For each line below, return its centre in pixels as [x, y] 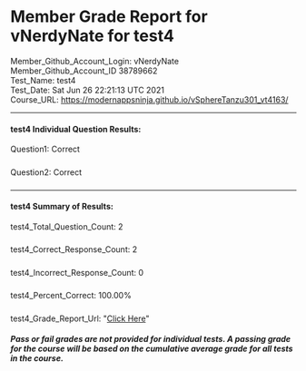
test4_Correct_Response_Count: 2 [74, 249]
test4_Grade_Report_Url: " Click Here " [80, 318]
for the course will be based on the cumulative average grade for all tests [152, 349]
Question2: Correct [46, 172]
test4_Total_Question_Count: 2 [67, 227]
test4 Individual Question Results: [76, 129]
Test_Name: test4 [43, 80]
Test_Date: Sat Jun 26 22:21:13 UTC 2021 [87, 90]
